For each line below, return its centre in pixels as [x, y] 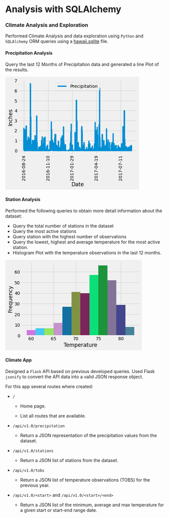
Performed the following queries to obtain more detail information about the [84, 211]
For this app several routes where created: [49, 387]
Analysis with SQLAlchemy [63, 9]
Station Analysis [23, 199]
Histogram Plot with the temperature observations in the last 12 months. [87, 252]
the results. [17, 70]
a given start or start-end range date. [59, 510]
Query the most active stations [44, 231]
